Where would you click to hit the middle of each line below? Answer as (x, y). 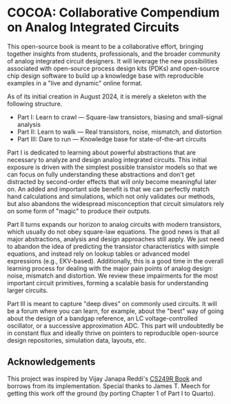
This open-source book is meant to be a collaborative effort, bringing (105, 46)
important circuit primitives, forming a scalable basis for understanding (108, 283)
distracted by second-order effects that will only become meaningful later (112, 181)
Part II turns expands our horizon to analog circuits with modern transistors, (114, 224)
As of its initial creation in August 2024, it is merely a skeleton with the (107, 96)
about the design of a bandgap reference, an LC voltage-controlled (102, 318)
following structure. (35, 103)
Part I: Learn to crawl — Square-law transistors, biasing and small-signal (120, 117)
